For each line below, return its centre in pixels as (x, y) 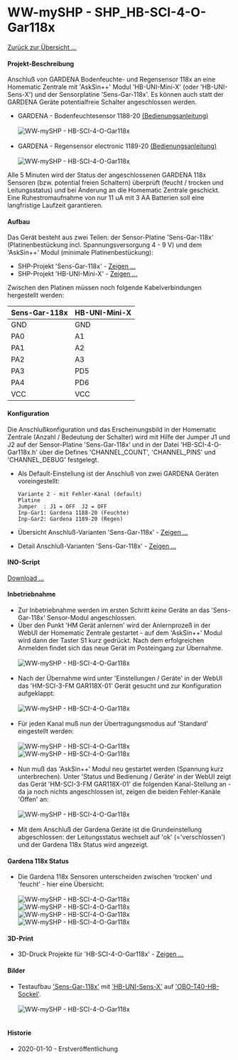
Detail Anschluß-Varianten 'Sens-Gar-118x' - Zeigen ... (97, 546)
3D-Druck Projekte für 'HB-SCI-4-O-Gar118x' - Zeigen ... (101, 954)
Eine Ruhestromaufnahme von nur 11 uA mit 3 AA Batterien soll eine (106, 198)
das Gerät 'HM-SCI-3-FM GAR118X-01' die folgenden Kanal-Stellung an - (124, 784)
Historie (20, 1033)
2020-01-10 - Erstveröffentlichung (68, 1049)
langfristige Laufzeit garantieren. (55, 205)
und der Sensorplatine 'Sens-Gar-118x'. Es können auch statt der (129, 95)
